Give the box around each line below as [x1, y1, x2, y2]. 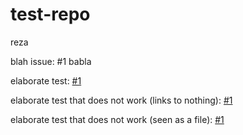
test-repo [10, 3, 91, 26]
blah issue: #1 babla [10, 55, 92, 67]
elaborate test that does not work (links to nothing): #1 [10, 94, 233, 106]
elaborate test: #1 [10, 74, 82, 87]
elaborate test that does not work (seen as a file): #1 [10, 113, 225, 125]
